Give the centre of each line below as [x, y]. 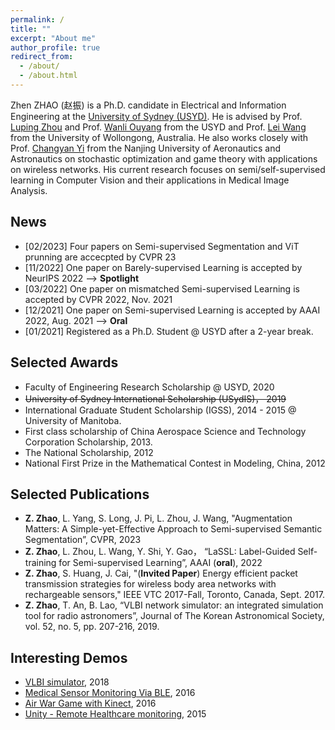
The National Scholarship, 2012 [89, 452]
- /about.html [48, 76]
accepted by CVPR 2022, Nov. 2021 [98, 299]
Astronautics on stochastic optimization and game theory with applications [164, 158]
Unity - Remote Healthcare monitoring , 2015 [115, 714]
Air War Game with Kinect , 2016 [90, 703]
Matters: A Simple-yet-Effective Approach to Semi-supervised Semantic [173, 529]
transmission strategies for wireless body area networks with [150, 584]
